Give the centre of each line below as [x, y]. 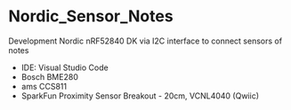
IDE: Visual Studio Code [65, 67]
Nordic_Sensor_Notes [91, 16]
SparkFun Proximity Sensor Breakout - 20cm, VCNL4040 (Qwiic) [140, 96]
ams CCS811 [44, 86]
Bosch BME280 [50, 76]
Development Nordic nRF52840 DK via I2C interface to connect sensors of [145, 41]
